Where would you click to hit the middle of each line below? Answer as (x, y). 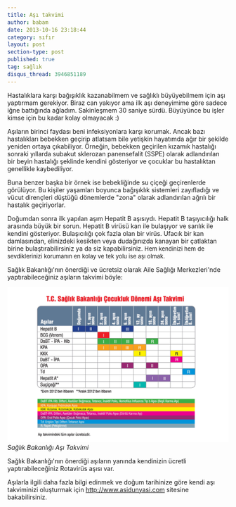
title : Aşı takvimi (36, 15)
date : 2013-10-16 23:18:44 (47, 30)
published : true (31, 60)
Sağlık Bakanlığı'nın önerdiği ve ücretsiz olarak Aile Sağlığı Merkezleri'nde (114, 269)
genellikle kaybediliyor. (40, 168)
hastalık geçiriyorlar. (37, 205)
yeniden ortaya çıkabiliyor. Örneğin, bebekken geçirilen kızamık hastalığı (112, 146)
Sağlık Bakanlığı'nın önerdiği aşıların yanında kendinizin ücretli (97, 461)
